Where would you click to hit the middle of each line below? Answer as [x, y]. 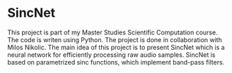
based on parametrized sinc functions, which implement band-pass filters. [116, 62]
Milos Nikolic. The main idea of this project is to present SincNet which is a [116, 47]
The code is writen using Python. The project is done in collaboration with [115, 39]
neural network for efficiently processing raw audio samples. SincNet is [111, 55]
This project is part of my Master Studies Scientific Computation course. [112, 32]
